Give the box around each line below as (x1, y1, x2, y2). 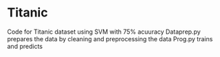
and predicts (7, 42, 43, 50)
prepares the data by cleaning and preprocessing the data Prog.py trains (7, 34, 213, 43)
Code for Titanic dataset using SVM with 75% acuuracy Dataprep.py (7, 27, 201, 36)
